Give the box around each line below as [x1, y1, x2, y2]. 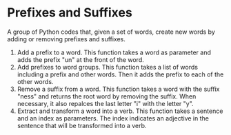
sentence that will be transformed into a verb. [17, 121, 147, 129]
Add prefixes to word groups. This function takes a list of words [17, 63, 199, 71]
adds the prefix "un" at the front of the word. [17, 55, 144, 63]
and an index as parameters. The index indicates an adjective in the [17, 114, 209, 122]
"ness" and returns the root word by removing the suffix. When [17, 92, 197, 101]
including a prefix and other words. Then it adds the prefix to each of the [17, 70, 224, 79]
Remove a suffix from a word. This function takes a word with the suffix [17, 85, 220, 93]
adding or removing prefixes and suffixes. [7, 34, 126, 43]
